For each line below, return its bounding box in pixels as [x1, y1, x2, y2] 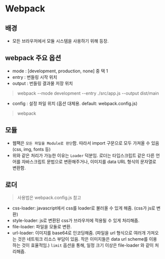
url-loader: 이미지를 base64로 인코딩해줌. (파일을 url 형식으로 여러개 [12, 230, 146, 236]
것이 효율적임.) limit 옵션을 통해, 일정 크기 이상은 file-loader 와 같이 [21, 242, 154, 248]
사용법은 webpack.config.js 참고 [17, 195, 82, 201]
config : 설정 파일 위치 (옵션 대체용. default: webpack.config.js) [12, 100, 137, 106]
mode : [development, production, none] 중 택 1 [12, 68, 108, 74]
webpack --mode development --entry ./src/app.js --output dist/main [17, 90, 159, 96]
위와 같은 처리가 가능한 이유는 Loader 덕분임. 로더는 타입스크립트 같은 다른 [12, 152, 155, 158]
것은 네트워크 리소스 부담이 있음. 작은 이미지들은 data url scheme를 [17, 236, 148, 242]
